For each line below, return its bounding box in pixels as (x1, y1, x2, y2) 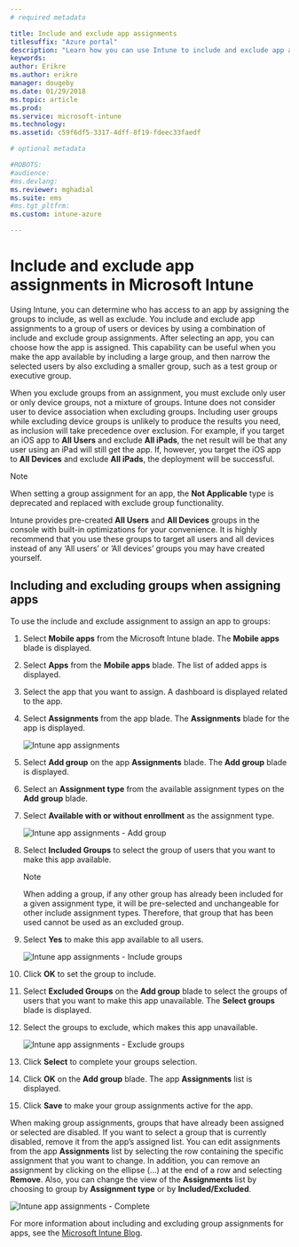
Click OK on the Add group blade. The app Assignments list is (22, 1073, 253, 1084)
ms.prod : (10, 103, 43, 112)
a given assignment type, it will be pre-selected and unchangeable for (22, 898, 279, 908)
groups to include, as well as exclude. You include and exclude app (10, 313, 256, 324)
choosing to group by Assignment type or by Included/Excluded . (10, 1183, 252, 1194)
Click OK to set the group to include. (22, 968, 156, 979)
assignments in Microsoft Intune (10, 275, 254, 295)
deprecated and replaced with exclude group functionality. (10, 497, 224, 508)
